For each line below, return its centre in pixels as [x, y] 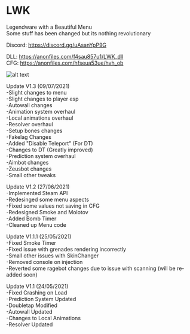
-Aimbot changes [27, 162]
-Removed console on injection [45, 262]
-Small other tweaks [31, 175]
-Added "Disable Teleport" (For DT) [50, 143]
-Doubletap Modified [32, 305]
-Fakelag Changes [29, 137]
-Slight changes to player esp [42, 99]
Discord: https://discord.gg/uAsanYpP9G [56, 45]
